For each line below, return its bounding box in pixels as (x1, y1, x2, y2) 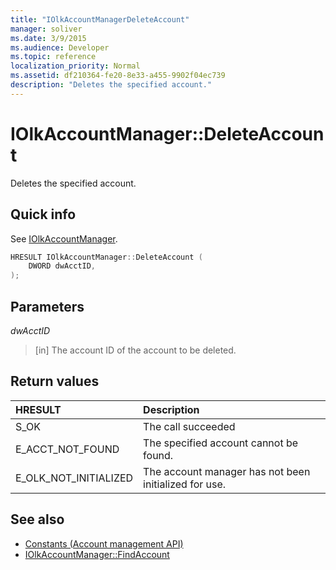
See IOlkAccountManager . (10, 232, 118, 245)
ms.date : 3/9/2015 (10, 33, 87, 43)
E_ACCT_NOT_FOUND (15, 442, 120, 456)
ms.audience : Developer (10, 42, 110, 53)
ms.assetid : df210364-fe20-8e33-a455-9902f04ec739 (10, 71, 226, 81)
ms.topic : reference (10, 52, 97, 62)
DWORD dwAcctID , (28, 261, 97, 271)
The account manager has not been (143, 464, 311, 478)
